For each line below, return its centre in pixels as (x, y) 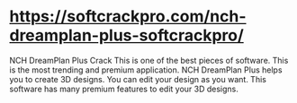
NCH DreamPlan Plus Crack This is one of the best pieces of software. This (149, 60)
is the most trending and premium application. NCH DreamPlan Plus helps (146, 70)
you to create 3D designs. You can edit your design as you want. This (138, 79)
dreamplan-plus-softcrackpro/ (127, 35)
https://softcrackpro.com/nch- (128, 17)
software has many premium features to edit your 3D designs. (124, 89)
